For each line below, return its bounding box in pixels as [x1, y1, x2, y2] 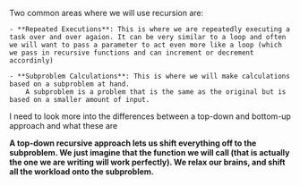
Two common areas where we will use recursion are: [9, 8, 204, 18]
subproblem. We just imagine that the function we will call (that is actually [9, 148, 290, 157]
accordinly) [9, 56, 54, 65]
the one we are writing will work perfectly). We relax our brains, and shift [9, 156, 286, 167]
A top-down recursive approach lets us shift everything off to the [9, 138, 257, 148]
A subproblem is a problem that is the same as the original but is [25, 88, 287, 97]
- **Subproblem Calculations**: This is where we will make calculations [9, 72, 291, 80]
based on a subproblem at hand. [9, 80, 130, 89]
